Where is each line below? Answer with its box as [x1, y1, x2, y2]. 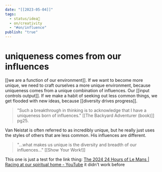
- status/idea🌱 [9, 16, 40, 21]
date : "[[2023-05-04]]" [5, 7, 54, 12]
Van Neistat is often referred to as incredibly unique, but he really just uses [5, 127, 155, 133]
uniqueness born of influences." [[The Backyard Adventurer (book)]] [17, 113, 155, 118]
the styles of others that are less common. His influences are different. [5, 132, 146, 138]
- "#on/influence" [9, 25, 47, 30]
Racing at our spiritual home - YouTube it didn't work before [5, 161, 125, 167]
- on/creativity [9, 20, 42, 26]
